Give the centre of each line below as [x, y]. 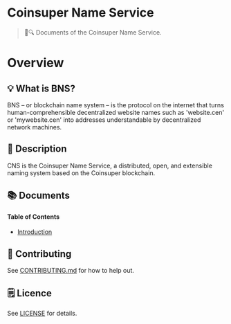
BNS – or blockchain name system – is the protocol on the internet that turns [116, 105]
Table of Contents [34, 217]
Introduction [35, 232]
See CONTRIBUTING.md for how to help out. [71, 271]
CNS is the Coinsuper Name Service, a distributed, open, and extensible [110, 165]
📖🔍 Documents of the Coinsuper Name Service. [93, 32]
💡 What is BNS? [41, 88]
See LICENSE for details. [42, 313]
